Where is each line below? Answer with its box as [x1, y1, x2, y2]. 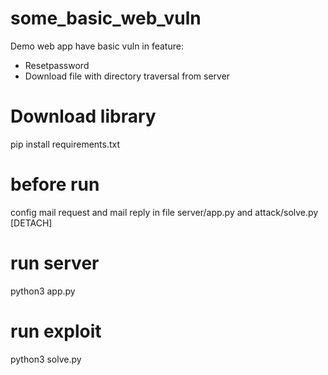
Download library [10, 105, 157, 128]
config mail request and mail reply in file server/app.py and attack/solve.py [10, 206, 319, 218]
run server [10, 252, 100, 274]
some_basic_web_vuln [10, 7, 202, 30]
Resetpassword [24, 59, 90, 71]
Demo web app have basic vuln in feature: [10, 40, 184, 52]
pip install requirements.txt [10, 138, 121, 150]
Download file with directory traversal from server [24, 70, 231, 82]
